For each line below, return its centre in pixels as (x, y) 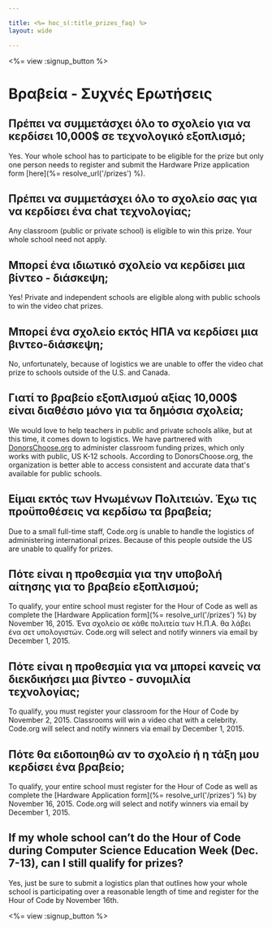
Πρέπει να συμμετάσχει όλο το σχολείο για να (130, 124)
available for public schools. (55, 473)
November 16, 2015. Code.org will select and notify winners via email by (129, 804)
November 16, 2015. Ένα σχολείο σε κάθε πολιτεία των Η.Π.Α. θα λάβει (130, 623)
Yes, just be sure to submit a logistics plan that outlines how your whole (128, 883)
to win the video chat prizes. (56, 306)
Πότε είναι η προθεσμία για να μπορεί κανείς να (135, 666)
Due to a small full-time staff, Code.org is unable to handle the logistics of (131, 531)
